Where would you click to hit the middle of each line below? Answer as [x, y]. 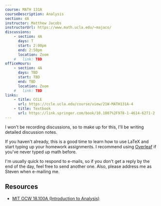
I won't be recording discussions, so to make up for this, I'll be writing [74, 127]
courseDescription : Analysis [34, 14]
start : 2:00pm [32, 46]
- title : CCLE [28, 100]
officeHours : [18, 63]
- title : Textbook [32, 109]
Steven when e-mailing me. [32, 171]
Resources [22, 187]
